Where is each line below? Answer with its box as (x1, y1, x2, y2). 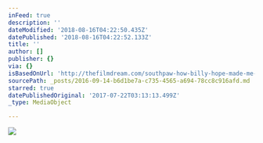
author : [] (8, 48, 44, 55)
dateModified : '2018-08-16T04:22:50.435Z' (8, 26, 149, 34)
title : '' (8, 41, 41, 48)
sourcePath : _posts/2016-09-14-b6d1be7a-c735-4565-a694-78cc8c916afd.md (8, 77, 250, 84)
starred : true (8, 84, 55, 92)
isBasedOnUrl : (8, 70, 55, 77)
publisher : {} (8, 55, 55, 63)
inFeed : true (8, 11, 51, 20)
